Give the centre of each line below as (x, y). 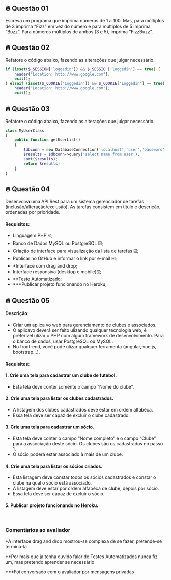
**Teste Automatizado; (37, 279)
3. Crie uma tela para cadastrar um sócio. (50, 427)
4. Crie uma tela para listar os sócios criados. (54, 466)
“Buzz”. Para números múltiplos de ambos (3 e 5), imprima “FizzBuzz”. (79, 31)
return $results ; (42, 164)
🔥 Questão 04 (28, 189)
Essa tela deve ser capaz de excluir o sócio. (59, 494)
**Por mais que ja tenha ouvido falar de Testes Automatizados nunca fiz (81, 557)
